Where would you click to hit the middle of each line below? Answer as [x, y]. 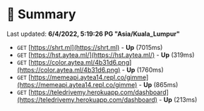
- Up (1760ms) [143, 70]
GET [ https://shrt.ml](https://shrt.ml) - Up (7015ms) [90, 47]
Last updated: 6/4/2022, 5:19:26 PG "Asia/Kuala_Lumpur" [94, 34]
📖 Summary [41, 14]
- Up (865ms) [158, 84]
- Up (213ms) [178, 99]
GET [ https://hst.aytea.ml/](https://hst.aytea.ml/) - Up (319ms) [106, 55]
